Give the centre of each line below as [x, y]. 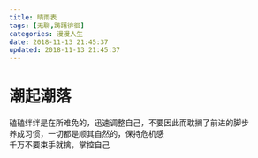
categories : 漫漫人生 [46, 34]
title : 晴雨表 [33, 17]
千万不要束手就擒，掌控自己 [60, 145]
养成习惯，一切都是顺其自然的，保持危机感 [87, 134]
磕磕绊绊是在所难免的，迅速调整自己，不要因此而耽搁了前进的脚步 [129, 123]
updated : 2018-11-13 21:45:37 [65, 50]
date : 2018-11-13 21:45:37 [59, 42]
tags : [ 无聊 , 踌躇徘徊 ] [47, 26]
